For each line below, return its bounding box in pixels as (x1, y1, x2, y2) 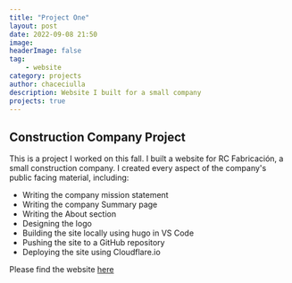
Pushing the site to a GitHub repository (21, 237, 165, 248)
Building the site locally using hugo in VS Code (21, 227, 195, 238)
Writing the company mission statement (21, 190, 169, 201)
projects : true (9, 96, 66, 106)
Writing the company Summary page (21, 199, 158, 210)
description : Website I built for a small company (9, 88, 202, 97)
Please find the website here (9, 264, 114, 275)
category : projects (9, 72, 82, 81)
